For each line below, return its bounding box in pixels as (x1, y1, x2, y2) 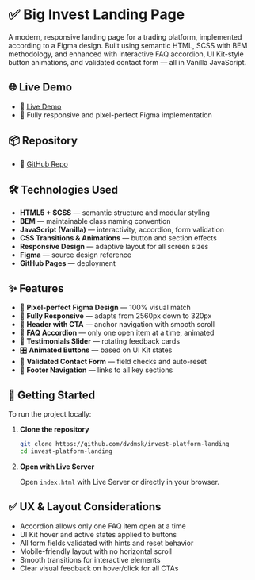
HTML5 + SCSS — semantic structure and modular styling (19, 208, 210, 217)
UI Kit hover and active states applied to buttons (19, 529, 177, 539)
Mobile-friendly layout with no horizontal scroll (19, 546, 173, 556)
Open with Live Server (19, 462, 95, 471)
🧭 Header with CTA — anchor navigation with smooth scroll (19, 320, 215, 329)
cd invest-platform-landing (19, 447, 112, 455)
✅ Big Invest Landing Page (8, 6, 185, 24)
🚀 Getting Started (8, 388, 96, 401)
